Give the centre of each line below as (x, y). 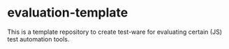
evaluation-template (68, 13)
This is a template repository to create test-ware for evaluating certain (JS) (114, 32)
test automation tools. (38, 39)
